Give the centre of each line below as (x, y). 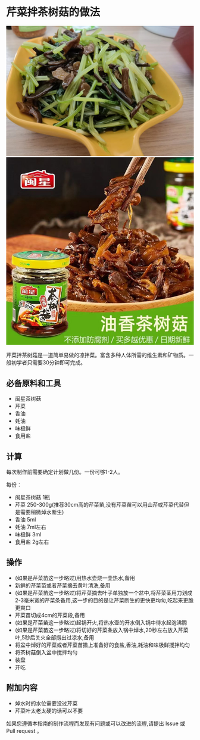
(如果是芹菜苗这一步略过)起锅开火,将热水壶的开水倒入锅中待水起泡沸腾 (101, 622)
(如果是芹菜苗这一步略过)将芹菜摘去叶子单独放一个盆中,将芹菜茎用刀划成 (104, 592)
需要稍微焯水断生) (42, 512)
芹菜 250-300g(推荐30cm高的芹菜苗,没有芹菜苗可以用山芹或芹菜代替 (99, 505)
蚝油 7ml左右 (30, 527)
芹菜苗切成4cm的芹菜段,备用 (50, 615)
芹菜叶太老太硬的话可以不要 (49, 711)
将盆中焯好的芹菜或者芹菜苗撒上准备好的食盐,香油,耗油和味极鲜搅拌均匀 (102, 645)
